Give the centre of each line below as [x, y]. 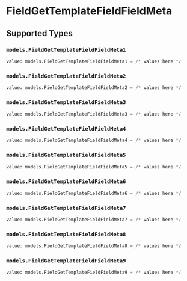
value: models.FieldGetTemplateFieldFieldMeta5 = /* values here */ [94, 167]
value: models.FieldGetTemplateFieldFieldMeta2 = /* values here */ [94, 88]
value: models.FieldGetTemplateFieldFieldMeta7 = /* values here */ [94, 220]
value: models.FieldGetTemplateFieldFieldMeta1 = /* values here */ [94, 61]
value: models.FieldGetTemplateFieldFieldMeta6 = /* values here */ [94, 193]
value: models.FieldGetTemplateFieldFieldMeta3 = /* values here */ [94, 114]
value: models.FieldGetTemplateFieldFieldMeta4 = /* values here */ [94, 140]
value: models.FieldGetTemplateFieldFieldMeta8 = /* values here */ [94, 246]
